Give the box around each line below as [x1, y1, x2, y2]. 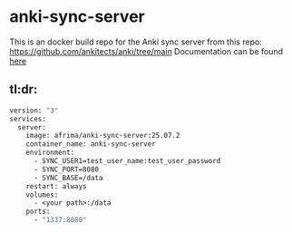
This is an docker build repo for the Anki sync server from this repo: [9, 36, 263, 47]
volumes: [25, 190, 59, 199]
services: [9, 114, 47, 123]
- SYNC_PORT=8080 [33, 165, 100, 174]
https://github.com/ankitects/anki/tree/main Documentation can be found [9, 45, 284, 56]
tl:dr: [9, 82, 38, 97]
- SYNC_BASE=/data [33, 173, 103, 182]
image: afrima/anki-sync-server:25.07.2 [25, 131, 180, 140]
